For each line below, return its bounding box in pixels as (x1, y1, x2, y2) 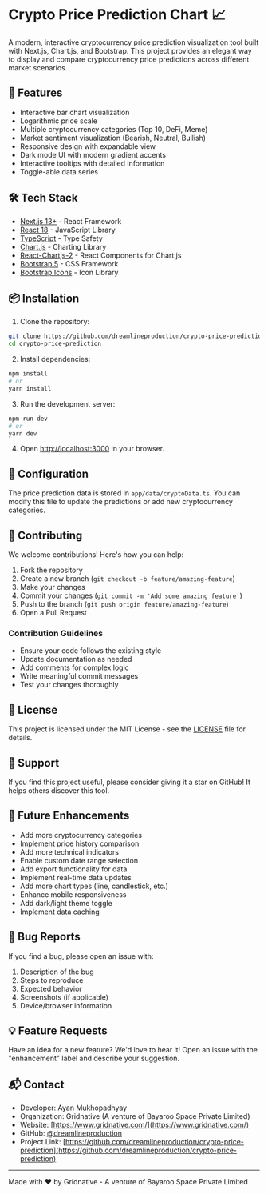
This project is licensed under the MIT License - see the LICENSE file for (8, 724, 246, 734)
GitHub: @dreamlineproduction (19, 1128, 122, 1138)
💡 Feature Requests (8, 1024, 108, 1037)
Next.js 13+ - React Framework (19, 216, 122, 226)
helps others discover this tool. (8, 785, 110, 795)
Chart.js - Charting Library (19, 242, 107, 251)
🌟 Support (8, 756, 60, 770)
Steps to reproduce (19, 975, 84, 984)
